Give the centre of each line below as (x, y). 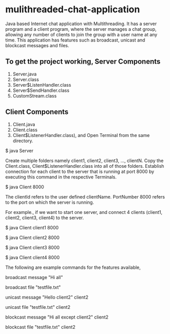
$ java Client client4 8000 (33, 257)
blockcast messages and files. (37, 45)
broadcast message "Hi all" (34, 277)
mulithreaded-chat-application (73, 9)
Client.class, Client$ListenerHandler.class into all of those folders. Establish (85, 166)
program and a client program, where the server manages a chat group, (81, 29)
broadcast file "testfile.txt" (33, 287)
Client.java (24, 124)
